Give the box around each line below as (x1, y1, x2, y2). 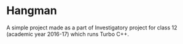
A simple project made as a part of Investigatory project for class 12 (6, 24, 177, 31)
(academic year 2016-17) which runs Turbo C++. (6, 30, 130, 37)
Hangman (6, 4, 57, 18)
